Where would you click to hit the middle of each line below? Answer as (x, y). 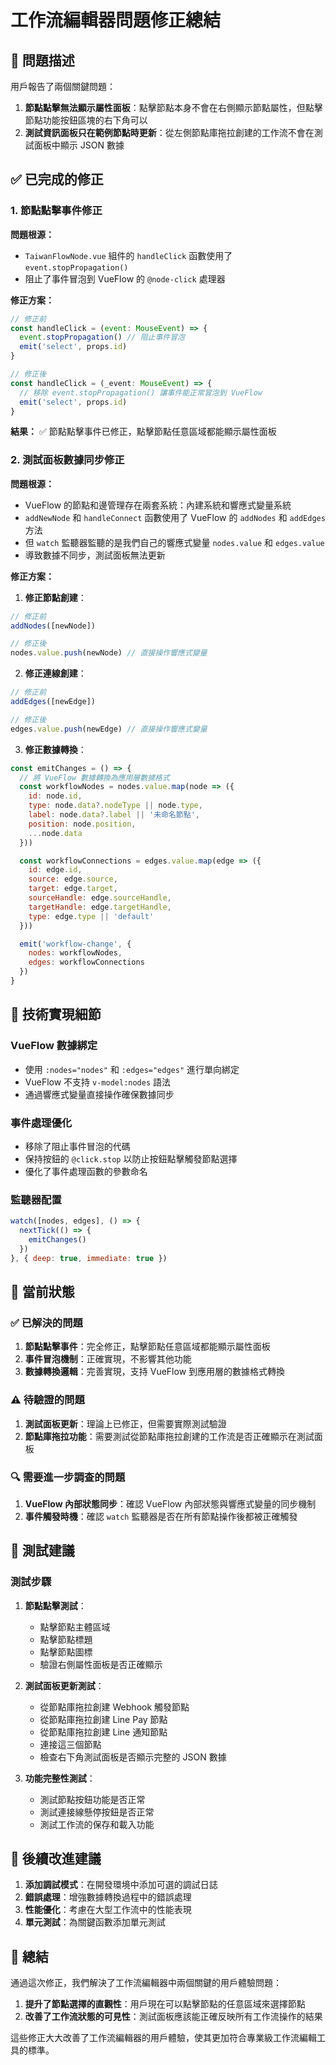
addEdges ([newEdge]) (53, 702)
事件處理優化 (41, 1123)
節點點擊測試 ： (55, 1605)
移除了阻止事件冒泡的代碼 (77, 1146)
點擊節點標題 (66, 1639)
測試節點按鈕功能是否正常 (92, 1799)
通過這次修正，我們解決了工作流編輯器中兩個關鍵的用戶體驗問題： (146, 1983)
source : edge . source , (73, 879)
